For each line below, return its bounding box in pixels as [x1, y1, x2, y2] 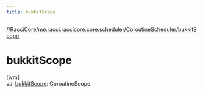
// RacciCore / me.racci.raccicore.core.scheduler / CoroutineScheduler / [6, 26, 179, 33]
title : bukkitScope [6, 9, 56, 15]
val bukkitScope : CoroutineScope [6, 80, 91, 87]
